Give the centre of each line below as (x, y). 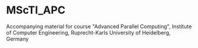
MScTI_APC (36, 10)
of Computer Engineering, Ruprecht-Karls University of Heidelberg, (89, 32)
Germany (18, 39)
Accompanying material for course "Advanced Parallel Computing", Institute (99, 26)
